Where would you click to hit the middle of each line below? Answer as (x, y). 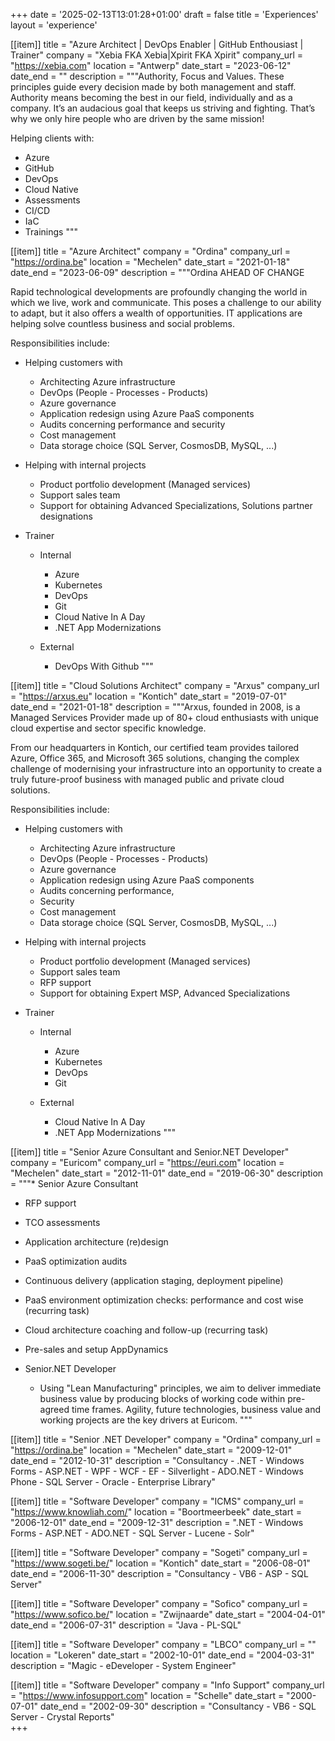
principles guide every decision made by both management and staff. (153, 87)
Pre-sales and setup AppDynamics (96, 1349)
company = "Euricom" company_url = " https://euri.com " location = (147, 1162)
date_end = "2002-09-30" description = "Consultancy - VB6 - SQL (178, 1706)
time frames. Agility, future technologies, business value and (196, 1409)
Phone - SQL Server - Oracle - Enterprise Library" (113, 1482)
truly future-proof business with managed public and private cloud (147, 779)
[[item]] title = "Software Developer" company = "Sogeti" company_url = (159, 1552)
